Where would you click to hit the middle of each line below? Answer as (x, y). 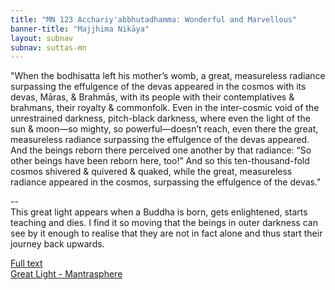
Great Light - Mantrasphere (66, 274)
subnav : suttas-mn (48, 47)
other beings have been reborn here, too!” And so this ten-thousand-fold (160, 161)
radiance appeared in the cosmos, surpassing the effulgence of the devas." (166, 182)
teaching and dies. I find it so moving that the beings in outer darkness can (164, 223)
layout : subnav (42, 38)
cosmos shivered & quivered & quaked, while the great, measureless (151, 172)
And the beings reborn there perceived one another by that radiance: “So (161, 150)
